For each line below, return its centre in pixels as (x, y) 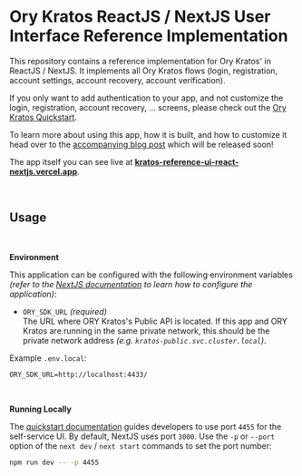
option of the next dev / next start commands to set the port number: (141, 445)
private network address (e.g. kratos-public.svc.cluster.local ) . (144, 340)
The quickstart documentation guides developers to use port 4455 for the (146, 426)
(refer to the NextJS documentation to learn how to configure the (131, 284)
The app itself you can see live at (71, 161)
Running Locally (41, 409)
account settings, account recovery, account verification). (117, 80)
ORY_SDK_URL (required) (64, 311)
